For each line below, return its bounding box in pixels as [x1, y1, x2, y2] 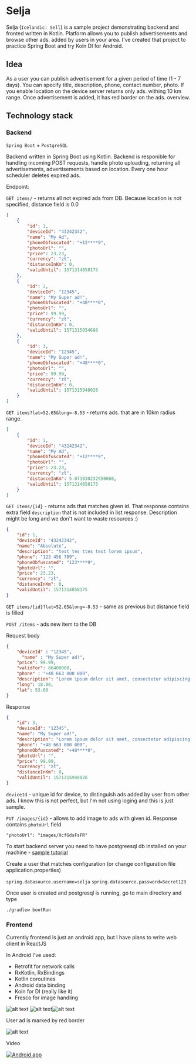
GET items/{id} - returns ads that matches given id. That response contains [6, 503, 190, 510]
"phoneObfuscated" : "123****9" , [16, 559, 96, 565]
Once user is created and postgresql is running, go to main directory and [6, 889, 182, 896]
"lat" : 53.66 [16, 687, 49, 693]
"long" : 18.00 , [16, 681, 54, 688]
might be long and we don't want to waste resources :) [6, 515, 138, 522]
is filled [6, 609, 23, 616]
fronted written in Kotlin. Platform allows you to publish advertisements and [6, 29, 188, 36]
